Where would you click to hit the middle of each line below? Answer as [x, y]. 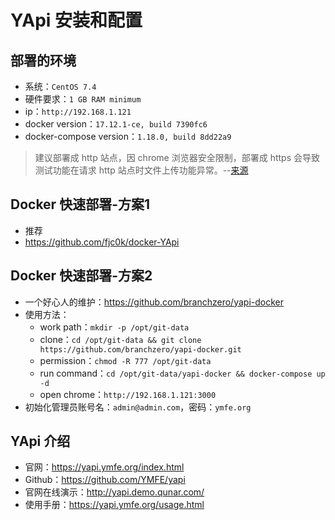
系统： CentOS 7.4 [60, 86]
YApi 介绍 [40, 441]
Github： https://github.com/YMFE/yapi [105, 480]
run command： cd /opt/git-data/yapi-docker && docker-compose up [182, 373]
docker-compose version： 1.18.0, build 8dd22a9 [128, 136]
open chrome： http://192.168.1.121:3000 [128, 394]
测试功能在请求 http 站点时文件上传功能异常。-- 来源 [141, 170]
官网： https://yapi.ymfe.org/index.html [104, 467]
